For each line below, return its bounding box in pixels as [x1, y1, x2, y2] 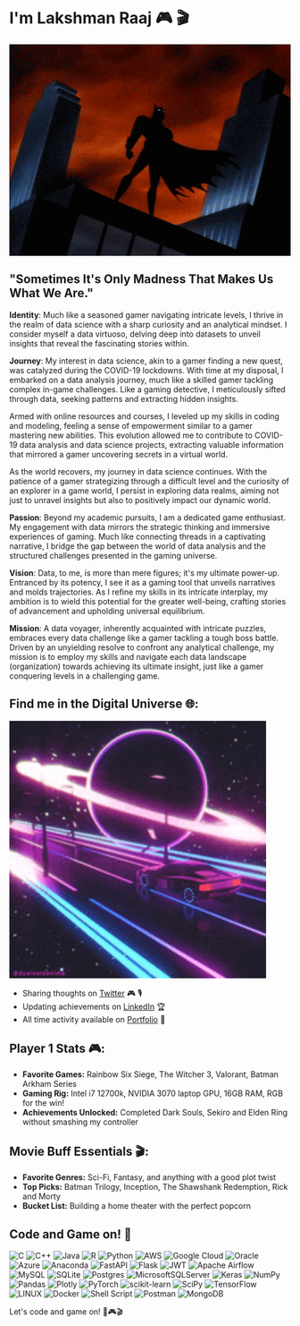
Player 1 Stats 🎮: [9, 1040, 105, 1056]
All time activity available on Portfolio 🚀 [21, 1014, 166, 1024]
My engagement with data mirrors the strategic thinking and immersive [9, 521, 271, 532]
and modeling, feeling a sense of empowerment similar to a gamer [9, 420, 253, 431]
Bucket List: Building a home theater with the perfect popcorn [21, 1201, 252, 1211]
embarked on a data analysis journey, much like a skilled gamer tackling [9, 374, 274, 385]
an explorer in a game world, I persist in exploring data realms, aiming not [9, 485, 279, 496]
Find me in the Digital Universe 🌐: [9, 697, 199, 712]
